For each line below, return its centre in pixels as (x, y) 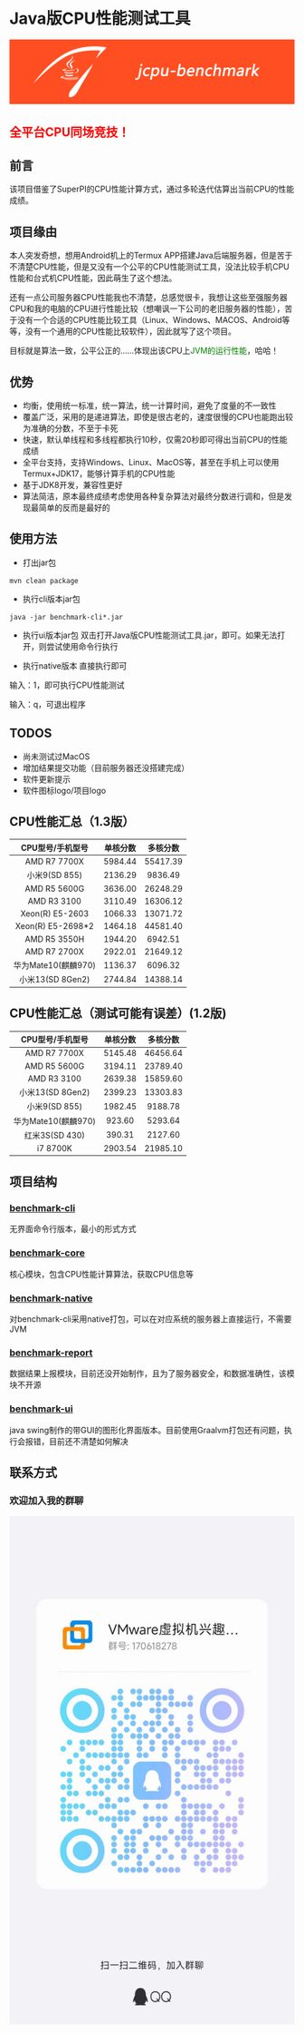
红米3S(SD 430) (55, 1135)
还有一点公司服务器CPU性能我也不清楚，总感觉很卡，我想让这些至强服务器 (148, 298)
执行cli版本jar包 (52, 599)
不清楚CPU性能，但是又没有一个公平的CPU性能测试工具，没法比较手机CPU (149, 267)
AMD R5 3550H (55, 939)
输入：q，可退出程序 (47, 704)
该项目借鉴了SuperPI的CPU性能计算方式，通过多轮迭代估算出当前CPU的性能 (152, 189)
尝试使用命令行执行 (82, 646)
